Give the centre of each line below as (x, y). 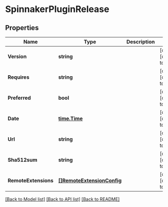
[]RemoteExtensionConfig (90, 180)
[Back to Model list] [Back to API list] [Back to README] (62, 199)
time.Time (70, 119)
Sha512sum (22, 160)
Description (141, 42)
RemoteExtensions (30, 180)
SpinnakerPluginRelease (57, 9)
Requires (18, 77)
